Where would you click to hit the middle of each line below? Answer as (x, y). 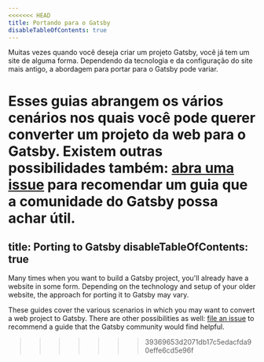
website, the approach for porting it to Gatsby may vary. (99, 295)
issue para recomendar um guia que (128, 185)
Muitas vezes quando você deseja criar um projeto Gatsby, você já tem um (129, 53)
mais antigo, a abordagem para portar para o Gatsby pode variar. (113, 69)
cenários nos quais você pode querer (132, 118)
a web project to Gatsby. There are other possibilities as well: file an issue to (131, 319)
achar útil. (42, 218)
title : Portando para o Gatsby (59, 23)
